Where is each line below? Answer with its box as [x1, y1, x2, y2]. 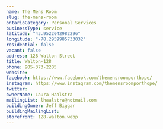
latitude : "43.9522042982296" [6, 31, 81, 37]
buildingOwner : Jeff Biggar [6, 102, 76, 109]
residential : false [6, 42, 55, 48]
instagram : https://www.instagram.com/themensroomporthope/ [6, 81, 158, 87]
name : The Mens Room [6, 8, 57, 15]
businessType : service [6, 25, 62, 32]
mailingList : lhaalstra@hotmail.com [6, 97, 97, 103]
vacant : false [6, 48, 41, 54]
